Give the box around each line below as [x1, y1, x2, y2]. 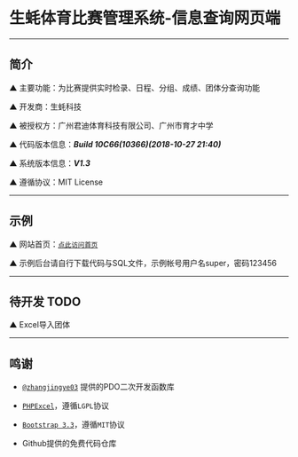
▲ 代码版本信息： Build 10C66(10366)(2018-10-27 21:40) [9, 138, 222, 149]
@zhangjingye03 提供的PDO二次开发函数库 [21, 382, 175, 392]
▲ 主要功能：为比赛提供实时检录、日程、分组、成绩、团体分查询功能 [9, 82, 261, 93]
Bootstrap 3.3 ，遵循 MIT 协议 [21, 419, 126, 430]
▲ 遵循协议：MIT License [9, 177, 104, 187]
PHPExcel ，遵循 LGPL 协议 [21, 400, 109, 411]
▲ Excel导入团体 [9, 319, 71, 330]
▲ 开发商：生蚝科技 [9, 101, 82, 112]
